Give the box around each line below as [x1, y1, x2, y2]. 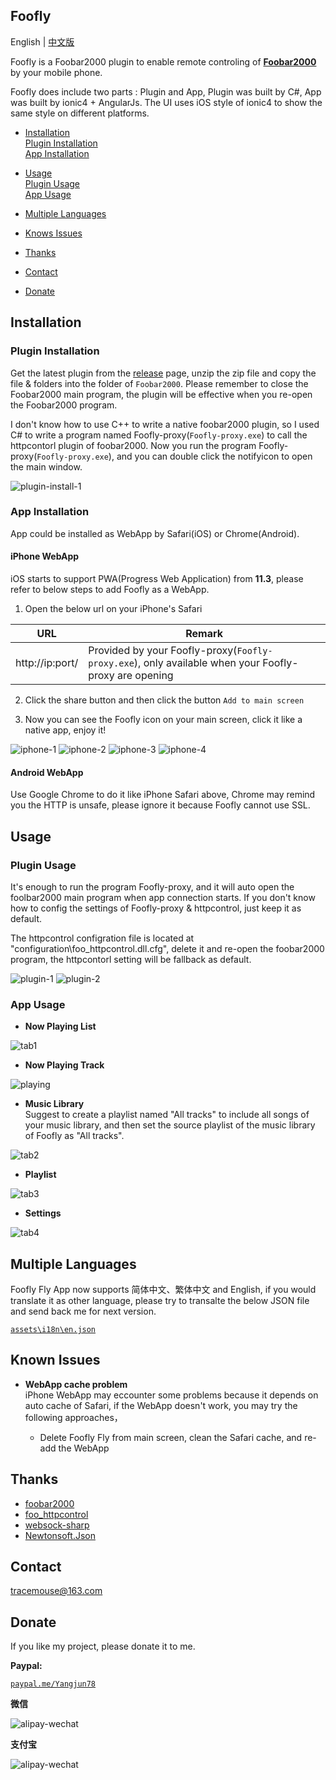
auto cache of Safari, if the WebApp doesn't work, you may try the [24, 1399, 298, 1411]
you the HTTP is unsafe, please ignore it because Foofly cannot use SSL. [10, 799, 311, 811]
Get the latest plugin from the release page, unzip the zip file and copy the [10, 367, 317, 379]
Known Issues [10, 1352, 101, 1369]
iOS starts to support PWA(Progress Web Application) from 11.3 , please [10, 573, 304, 584]
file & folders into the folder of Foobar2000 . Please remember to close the [10, 377, 309, 389]
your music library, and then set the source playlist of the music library [24, 1119, 316, 1131]
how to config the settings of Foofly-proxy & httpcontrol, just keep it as [10, 902, 302, 914]
